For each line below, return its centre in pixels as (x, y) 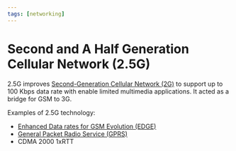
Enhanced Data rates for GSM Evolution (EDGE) (87, 126)
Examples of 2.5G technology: (51, 112)
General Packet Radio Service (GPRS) (72, 134)
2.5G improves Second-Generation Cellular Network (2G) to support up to (115, 84)
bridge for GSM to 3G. (40, 99)
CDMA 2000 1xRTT (46, 141)
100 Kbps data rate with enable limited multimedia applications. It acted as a (118, 91)
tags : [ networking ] (36, 14)
